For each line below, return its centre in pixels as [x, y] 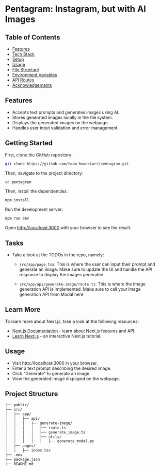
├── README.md [19, 464]
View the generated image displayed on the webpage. [66, 378]
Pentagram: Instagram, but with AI [76, 9]
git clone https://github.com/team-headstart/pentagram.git [67, 164]
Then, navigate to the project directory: [44, 173]
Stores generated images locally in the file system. [62, 117]
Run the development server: [34, 209]
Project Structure [32, 394]
